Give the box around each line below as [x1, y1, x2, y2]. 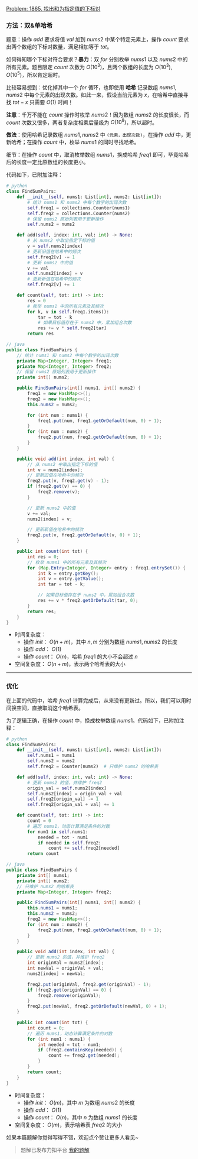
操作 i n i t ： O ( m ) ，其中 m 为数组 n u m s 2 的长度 [23, 1099, 136, 1106]
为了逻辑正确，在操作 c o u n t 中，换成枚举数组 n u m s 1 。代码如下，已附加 [6, 717, 180, 724]
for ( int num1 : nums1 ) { [27, 1036, 91, 1042]
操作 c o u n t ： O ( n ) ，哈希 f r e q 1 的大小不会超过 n [23, 653, 138, 661]
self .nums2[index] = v [27, 271, 83, 277]
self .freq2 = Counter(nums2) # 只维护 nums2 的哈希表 [27, 763, 159, 770]
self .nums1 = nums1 [27, 753, 75, 759]
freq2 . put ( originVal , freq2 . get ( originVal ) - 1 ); [27, 981, 151, 988]
